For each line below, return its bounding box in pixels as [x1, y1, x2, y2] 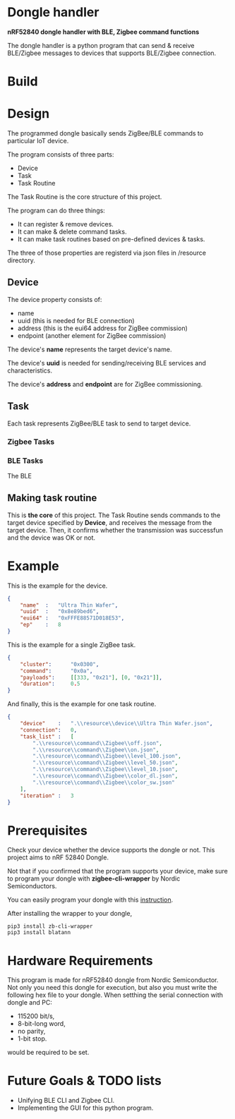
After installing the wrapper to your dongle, [7, 909, 133, 918]
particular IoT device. [7, 137, 69, 145]
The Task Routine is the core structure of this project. [7, 193, 162, 201]
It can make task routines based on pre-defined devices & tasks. [17, 235, 205, 243]
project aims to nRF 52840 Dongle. [7, 853, 109, 861]
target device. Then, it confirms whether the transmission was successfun [7, 526, 224, 534]
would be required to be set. [7, 1048, 90, 1057]
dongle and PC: [7, 998, 53, 1007]
